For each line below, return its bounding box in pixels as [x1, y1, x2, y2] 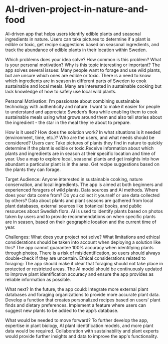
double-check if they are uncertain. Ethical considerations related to [5, 255, 146, 261]
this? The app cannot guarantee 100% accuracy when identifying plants [5, 244, 154, 250]
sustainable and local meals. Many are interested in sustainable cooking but [5, 83, 162, 89]
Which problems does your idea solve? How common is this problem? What [5, 56, 161, 62]
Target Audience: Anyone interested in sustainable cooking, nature [5, 176, 143, 182]
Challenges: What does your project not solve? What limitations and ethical [5, 234, 160, 240]
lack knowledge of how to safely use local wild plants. [5, 88, 117, 94]
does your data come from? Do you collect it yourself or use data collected [5, 192, 160, 198]
